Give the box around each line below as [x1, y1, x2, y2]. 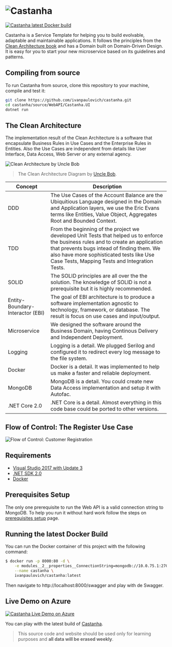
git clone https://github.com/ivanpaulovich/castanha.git [5, 97, 132, 102]
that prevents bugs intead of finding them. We [50, 245, 161, 252]
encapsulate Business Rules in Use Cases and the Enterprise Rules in [5, 140, 152, 146]
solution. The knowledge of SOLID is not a [50, 279, 152, 286]
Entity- [8, 297, 26, 304]
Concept [16, 183, 37, 190]
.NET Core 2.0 [8, 402, 42, 409]
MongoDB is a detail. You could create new [50, 378, 154, 385]
